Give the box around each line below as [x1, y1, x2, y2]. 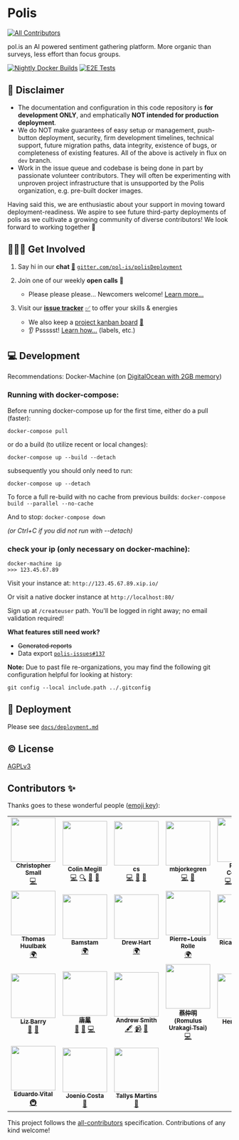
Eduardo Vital [14, 1090, 53, 1098]
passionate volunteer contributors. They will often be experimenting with [17, 171, 231, 179]
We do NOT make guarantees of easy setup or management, [17, 126, 196, 134]
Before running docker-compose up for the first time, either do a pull [7, 406, 208, 415]
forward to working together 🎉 [7, 223, 96, 231]
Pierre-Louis [169, 935, 207, 943]
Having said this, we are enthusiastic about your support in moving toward [7, 200, 225, 208]
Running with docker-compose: [7, 390, 119, 400]
